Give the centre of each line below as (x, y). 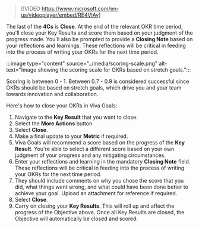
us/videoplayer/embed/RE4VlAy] (61, 15)
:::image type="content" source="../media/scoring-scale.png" (82, 63)
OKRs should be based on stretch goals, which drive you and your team (94, 88)
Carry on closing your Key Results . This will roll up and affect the (94, 206)
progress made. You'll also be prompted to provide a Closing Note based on (99, 39)
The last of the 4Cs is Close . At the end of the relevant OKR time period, (94, 27)
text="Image (21, 70)
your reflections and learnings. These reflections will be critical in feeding (96, 45)
